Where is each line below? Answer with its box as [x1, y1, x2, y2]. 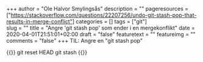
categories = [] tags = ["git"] [76, 18, 148, 25]
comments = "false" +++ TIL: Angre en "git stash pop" [6, 37, 143, 44]
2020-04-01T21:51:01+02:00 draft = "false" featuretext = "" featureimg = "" [6, 31, 196, 38]
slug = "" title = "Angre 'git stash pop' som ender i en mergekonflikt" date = [6, 24, 195, 31]
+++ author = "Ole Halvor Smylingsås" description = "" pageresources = [6, 5, 189, 12]
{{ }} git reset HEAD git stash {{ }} [6, 49, 87, 56]
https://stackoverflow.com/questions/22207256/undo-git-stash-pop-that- [10, 11, 197, 19]
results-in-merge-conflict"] [6, 18, 75, 25]
